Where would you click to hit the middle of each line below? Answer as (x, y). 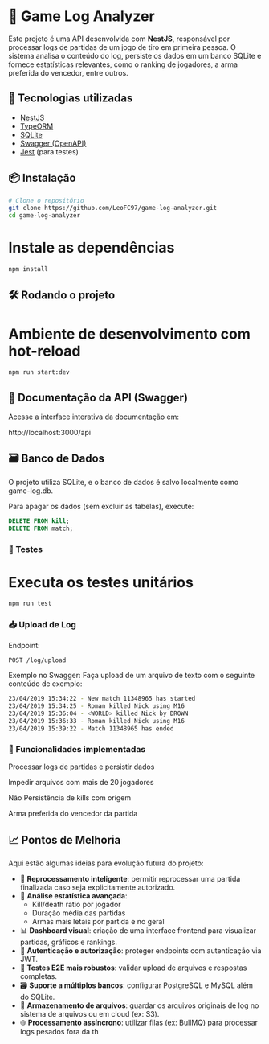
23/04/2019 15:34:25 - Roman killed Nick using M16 (96, 706)
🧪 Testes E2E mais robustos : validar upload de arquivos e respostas (133, 968)
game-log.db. (31, 491)
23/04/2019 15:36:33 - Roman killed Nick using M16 (96, 721)
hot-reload (45, 351)
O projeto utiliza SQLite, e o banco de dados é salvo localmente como (124, 482)
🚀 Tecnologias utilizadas (71, 99)
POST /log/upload (37, 660)
